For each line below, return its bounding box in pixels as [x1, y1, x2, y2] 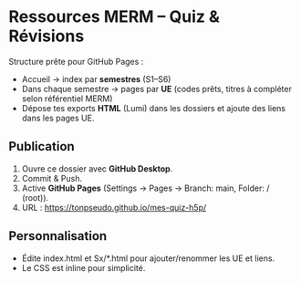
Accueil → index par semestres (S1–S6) [21, 73, 171, 84]
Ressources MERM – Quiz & [8, 6, 220, 27]
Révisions [8, 26, 85, 47]
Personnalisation [8, 228, 108, 244]
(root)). [21, 192, 49, 203]
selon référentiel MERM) [21, 93, 113, 104]
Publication [8, 139, 75, 154]
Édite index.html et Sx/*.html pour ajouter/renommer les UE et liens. [21, 253, 275, 264]
